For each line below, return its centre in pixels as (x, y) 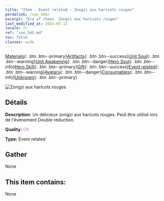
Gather (16, 154)
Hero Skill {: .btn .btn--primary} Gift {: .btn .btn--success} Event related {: (87, 67)
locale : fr (16, 28)
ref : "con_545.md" (24, 33)
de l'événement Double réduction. (40, 120)
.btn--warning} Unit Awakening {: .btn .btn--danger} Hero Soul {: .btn (74, 61)
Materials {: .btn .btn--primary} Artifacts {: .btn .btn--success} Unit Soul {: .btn (82, 56)
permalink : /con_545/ (28, 14)
